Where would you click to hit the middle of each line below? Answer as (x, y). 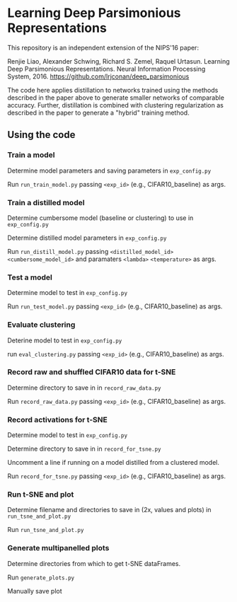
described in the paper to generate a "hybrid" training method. (98, 112)
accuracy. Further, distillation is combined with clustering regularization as (116, 105)
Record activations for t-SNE (57, 419)
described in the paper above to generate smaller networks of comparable (116, 98)
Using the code (41, 135)
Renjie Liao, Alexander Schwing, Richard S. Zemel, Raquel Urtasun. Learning (118, 61)
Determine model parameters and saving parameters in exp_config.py (109, 170)
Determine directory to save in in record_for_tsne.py (84, 449)
